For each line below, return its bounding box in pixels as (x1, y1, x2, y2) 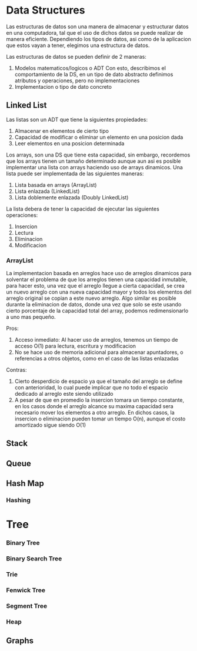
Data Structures (6, 4, 85, 17)
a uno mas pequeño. (6, 313, 56, 321)
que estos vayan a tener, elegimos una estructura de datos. (6, 42, 150, 49)
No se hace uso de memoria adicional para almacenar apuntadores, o (14, 349, 183, 356)
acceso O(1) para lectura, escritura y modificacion (14, 342, 136, 350)
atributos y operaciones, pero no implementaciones (14, 77, 140, 84)
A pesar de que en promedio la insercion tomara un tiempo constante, (14, 396, 185, 403)
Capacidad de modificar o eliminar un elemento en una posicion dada (14, 133, 183, 141)
